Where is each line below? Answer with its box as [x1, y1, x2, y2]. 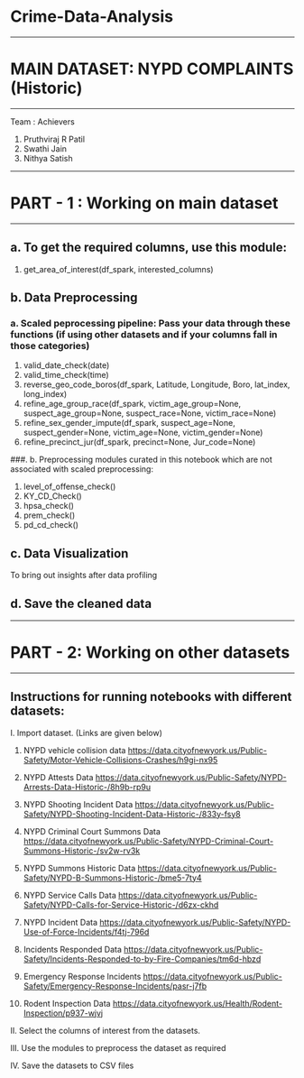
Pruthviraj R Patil [23, 134, 85, 144]
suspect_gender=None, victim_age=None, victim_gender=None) [23, 427, 263, 438]
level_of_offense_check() [23, 481, 116, 493]
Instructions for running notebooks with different [10, 689, 292, 705]
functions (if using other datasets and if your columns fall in [10, 327, 278, 340]
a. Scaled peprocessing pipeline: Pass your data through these [10, 317, 291, 329]
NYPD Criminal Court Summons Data [23, 825, 161, 836]
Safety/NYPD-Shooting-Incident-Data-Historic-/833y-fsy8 [23, 808, 242, 819]
